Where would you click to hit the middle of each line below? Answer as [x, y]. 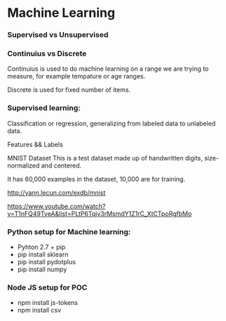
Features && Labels [35, 144]
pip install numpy [42, 269]
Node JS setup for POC [47, 287]
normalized [24, 165]
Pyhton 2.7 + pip [41, 247]
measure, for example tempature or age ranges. [77, 76]
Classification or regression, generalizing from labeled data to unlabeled [112, 123]
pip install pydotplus [46, 262]
